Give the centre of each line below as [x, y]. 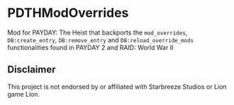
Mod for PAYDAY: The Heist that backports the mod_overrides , [97, 32]
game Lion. [24, 94]
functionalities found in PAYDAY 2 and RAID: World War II [90, 47]
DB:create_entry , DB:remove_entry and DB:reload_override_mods [101, 39]
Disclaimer [32, 69]
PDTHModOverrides [68, 13]
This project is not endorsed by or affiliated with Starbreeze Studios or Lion [117, 87]
